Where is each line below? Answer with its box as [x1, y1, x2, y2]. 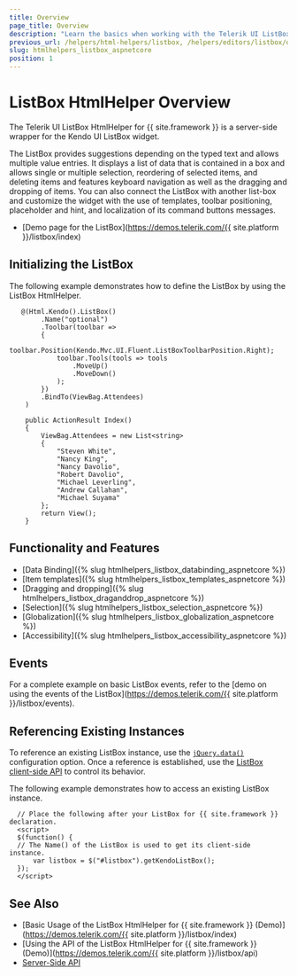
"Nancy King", [56, 454, 109, 464]
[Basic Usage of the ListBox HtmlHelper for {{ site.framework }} [21, 919, 254, 930]
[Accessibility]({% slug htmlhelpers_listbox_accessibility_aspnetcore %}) [21, 630, 287, 641]
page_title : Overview [9, 21, 89, 30]
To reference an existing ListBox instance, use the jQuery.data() [9, 747, 245, 758]
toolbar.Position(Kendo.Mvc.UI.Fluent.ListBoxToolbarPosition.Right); [9, 346, 275, 355]
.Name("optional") [41, 315, 109, 324]
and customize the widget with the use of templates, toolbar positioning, [9, 195, 272, 206]
